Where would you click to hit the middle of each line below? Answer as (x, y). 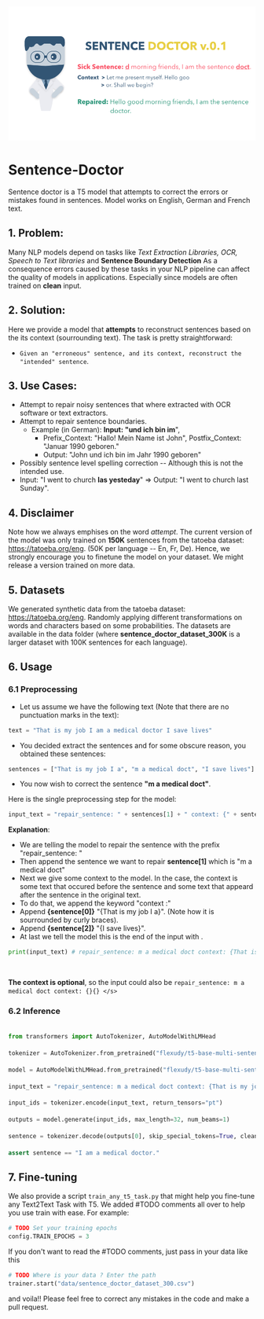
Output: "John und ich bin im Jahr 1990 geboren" (122, 455)
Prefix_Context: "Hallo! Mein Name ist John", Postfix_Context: (142, 438)
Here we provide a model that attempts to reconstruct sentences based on (130, 329)
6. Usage (30, 667)
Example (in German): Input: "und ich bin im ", (106, 430)
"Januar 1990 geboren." (81, 446)
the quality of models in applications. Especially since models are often (123, 277)
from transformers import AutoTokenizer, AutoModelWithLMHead (112, 1037)
